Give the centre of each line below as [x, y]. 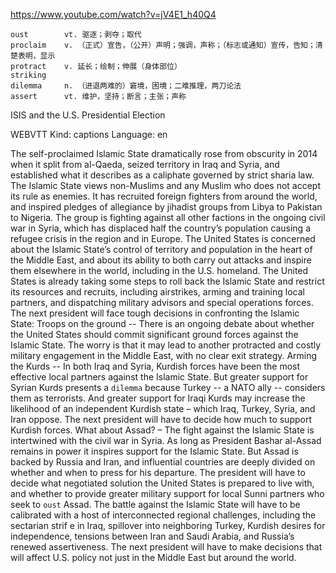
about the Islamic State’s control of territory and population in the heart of [161, 249]
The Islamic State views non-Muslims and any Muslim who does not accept [166, 185]
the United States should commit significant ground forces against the [154, 334]
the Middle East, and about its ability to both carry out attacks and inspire [161, 260]
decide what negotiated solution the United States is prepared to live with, [162, 483]
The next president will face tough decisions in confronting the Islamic [155, 313]
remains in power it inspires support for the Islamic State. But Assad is [154, 451]
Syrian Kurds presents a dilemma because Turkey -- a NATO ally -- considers [168, 387]
